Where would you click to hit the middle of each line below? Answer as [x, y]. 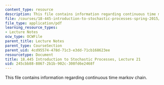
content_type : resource [29, 9]
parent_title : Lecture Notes [35, 41]
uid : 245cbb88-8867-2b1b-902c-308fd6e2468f [50, 64]
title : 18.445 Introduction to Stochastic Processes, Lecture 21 [73, 59]
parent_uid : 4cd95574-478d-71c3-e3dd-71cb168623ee [58, 50]
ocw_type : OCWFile [24, 37]
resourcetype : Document [29, 55]
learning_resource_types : [31, 28]
